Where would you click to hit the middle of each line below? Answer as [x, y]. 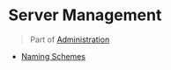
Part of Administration [70, 39]
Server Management [85, 15]
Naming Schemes [53, 56]
